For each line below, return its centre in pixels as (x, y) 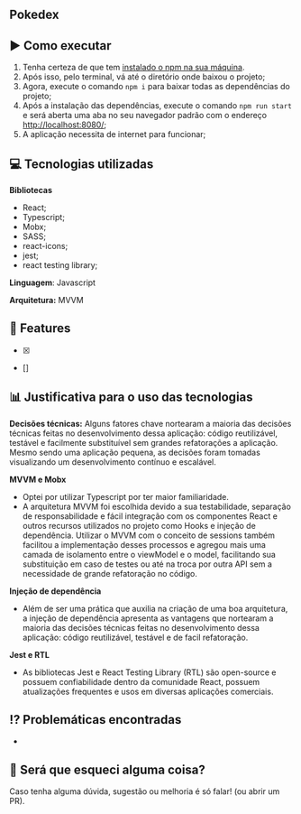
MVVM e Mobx (38, 479)
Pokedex (35, 15)
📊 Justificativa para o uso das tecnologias (132, 398)
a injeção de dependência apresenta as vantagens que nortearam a (148, 618)
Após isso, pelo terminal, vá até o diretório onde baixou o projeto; (144, 77)
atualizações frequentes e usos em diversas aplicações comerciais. (148, 691)
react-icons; (45, 246)
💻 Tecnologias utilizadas (82, 164)
